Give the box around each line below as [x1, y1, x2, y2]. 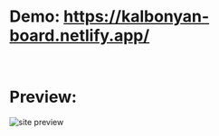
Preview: [9, 87, 77, 107]
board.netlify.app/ [9, 25, 150, 46]
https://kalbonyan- [62, 6, 210, 27]
